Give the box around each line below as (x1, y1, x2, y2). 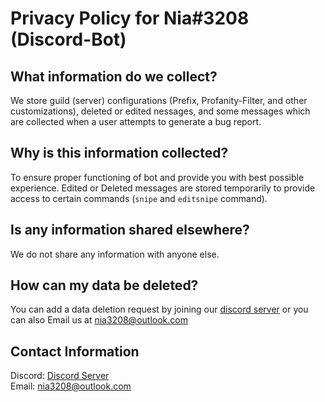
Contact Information (10, 343, 140, 360)
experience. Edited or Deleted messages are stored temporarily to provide (10, 182, 316, 194)
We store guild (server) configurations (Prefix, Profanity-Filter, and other (10, 95, 308, 106)
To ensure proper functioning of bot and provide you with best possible (10, 171, 305, 183)
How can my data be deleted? (10, 277, 199, 294)
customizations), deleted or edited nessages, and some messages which (10, 105, 311, 117)
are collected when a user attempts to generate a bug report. (10, 116, 262, 127)
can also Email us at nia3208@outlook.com (10, 314, 188, 326)
